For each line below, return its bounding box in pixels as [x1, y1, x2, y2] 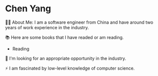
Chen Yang [5, 3, 51, 14]
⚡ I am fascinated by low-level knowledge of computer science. [5, 65, 135, 71]
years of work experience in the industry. [5, 24, 89, 30]
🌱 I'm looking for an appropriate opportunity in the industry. [5, 55, 126, 61]
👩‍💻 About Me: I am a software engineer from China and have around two [5, 19, 154, 25]
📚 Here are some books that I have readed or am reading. [5, 34, 124, 40]
